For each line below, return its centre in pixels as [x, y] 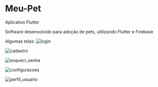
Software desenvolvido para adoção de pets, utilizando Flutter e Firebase [79, 31]
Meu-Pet [23, 9]
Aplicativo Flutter [22, 22]
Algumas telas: [20, 41]
